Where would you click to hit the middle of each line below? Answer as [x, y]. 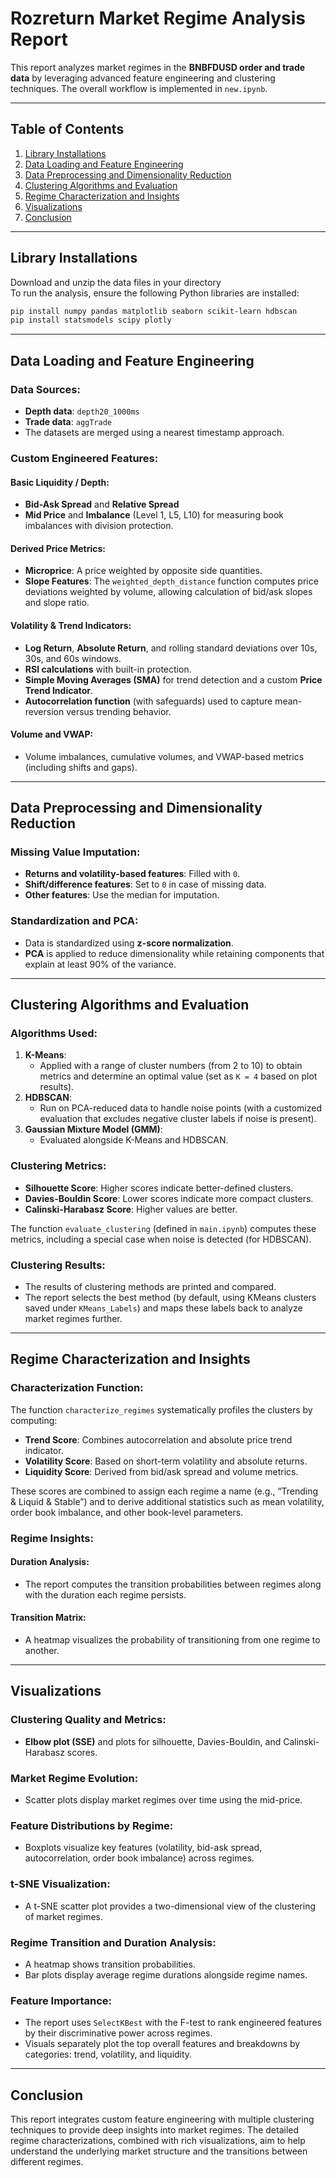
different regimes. [47, 2161]
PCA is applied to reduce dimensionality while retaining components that [174, 953]
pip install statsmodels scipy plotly [91, 320]
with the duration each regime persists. [105, 1594]
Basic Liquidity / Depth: [60, 482]
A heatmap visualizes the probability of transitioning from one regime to [172, 1640]
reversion [44, 711]
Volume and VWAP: [52, 734]
